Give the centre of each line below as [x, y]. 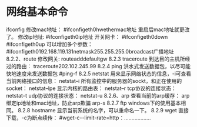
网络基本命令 [37, 12]
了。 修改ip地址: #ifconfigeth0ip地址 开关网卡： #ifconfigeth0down [87, 36]
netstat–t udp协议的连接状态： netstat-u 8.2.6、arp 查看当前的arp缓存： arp [98, 95]
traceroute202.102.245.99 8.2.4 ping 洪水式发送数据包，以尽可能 [112, 66]
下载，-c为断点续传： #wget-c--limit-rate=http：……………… [79, 118]
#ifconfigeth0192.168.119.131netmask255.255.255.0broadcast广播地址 [90, 51]
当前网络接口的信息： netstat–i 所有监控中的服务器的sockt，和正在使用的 [94, 81]
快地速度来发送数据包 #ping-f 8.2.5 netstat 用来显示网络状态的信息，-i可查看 [99, 73]
